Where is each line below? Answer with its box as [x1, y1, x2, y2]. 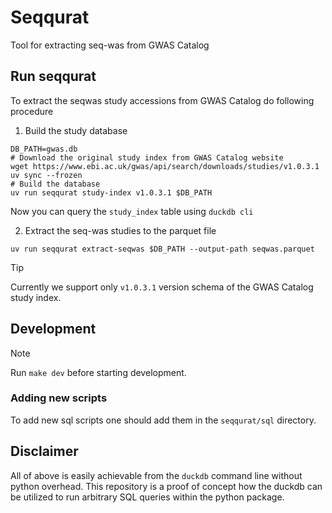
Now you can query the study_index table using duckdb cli [10, 205, 254, 217]
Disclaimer [10, 443, 79, 460]
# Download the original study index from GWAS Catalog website [10, 152, 284, 163]
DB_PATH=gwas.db [10, 144, 78, 154]
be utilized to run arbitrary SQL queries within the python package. [10, 491, 285, 503]
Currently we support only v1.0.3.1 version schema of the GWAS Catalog [10, 281, 314, 293]
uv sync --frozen [10, 170, 83, 180]
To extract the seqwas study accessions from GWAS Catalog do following [10, 94, 315, 106]
